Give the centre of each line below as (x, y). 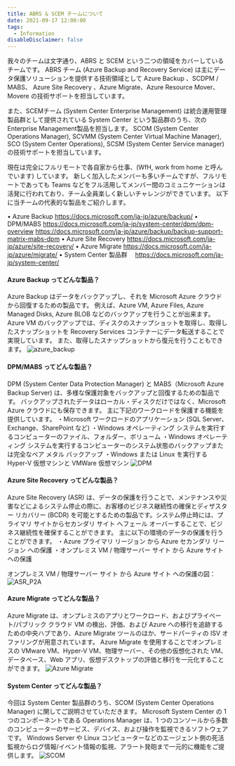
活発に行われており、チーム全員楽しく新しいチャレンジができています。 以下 (118, 193)
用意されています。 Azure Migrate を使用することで (118, 641)
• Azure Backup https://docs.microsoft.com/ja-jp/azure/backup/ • (103, 217)
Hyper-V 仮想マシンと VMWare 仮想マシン (68, 463)
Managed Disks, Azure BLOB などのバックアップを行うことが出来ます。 (111, 314)
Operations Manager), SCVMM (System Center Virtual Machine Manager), (114, 136)
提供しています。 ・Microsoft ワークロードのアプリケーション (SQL (104, 419)
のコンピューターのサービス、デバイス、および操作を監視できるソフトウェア (118, 729)
